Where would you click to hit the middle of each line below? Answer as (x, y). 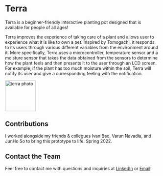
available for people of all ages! (37, 27)
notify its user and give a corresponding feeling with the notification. (74, 73)
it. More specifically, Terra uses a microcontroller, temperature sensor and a (81, 53)
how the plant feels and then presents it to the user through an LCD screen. (81, 63)
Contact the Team (33, 157)
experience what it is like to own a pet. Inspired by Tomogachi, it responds (80, 42)
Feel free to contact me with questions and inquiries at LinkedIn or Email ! (78, 168)
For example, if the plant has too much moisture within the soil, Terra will (78, 68)
